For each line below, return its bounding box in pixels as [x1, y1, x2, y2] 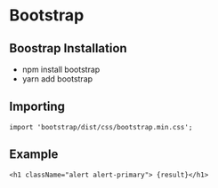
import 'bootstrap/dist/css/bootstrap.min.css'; [9, 122, 193, 131]
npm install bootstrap [21, 64, 101, 74]
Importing [9, 99, 65, 114]
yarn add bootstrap [21, 74, 93, 84]
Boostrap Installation [9, 41, 127, 56]
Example [9, 147, 59, 162]
